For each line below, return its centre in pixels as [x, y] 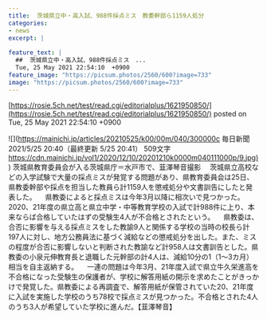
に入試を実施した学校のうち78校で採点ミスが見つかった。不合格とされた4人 [133, 297]
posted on [230, 113]
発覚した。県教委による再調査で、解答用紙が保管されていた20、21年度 [138, 286]
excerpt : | [26, 38]
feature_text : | [35, 53]
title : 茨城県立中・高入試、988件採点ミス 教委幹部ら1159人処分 [106, 16]
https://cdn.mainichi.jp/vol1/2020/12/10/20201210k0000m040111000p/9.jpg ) [133, 157]
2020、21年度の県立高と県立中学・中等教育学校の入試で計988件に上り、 [128, 207]
